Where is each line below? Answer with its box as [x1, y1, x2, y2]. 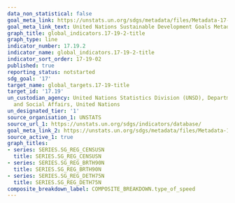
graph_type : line [7, 36, 58, 43]
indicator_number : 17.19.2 [7, 43, 86, 50]
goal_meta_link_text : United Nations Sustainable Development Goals [7, 23, 211, 30]
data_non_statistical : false [7, 10, 92, 17]
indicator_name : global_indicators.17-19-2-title [7, 50, 155, 57]
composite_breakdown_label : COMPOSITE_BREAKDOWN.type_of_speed [7, 186, 196, 193]
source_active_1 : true [7, 133, 73, 140]
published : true [7, 62, 55, 69]
